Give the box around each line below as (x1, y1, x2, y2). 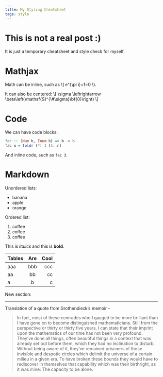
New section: (5, 291, 32, 297)
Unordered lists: (5, 185, 37, 191)
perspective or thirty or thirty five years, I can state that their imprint (16, 325, 153, 331)
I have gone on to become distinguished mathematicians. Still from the (16, 320, 158, 326)
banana (12, 195, 28, 200)
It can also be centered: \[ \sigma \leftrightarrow (5, 91, 101, 97)
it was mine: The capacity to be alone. (16, 366, 93, 372)
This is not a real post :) (5, 33, 101, 44)
